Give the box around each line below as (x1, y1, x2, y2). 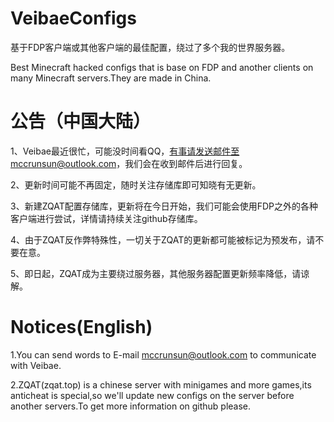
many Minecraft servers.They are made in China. (10, 72, 212, 84)
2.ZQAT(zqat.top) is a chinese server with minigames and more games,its (10, 378, 312, 391)
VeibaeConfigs (10, 7, 137, 30)
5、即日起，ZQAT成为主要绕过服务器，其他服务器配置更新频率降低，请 (10, 267, 302, 279)
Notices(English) (10, 316, 153, 339)
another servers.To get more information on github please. (10, 400, 252, 412)
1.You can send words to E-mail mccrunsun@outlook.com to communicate (10, 348, 317, 361)
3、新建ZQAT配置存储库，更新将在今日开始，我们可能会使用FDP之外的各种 (10, 200, 319, 212)
